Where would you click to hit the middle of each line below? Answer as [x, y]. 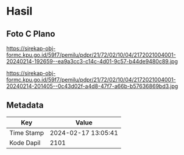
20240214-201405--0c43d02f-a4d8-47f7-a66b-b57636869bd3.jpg [92, 86]
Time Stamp [27, 132]
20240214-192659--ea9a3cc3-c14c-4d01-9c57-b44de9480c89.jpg [92, 61]
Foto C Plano [31, 34]
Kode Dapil [25, 143]
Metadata [25, 105]
